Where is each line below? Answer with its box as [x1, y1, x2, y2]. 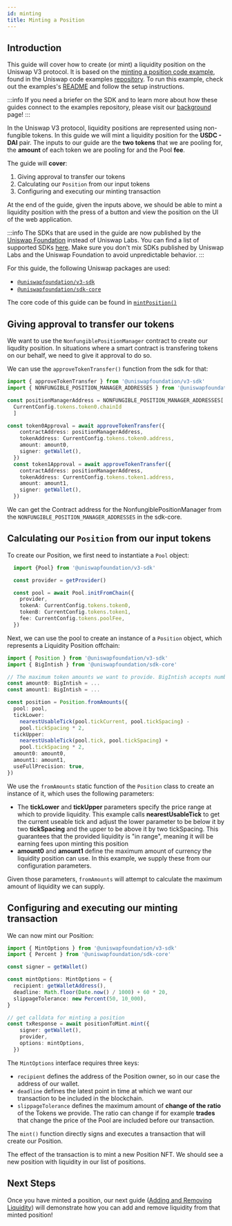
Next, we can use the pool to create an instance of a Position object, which [7, 633, 222, 642]
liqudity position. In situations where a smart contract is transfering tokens [7, 344, 218, 352]
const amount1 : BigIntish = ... [7, 687, 100, 693]
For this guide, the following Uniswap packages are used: [7, 264, 171, 273]
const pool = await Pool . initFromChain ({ [13, 589, 135, 596]
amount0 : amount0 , [13, 750, 67, 757]
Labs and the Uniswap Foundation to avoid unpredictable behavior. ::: [7, 251, 205, 259]
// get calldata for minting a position [7, 1014, 126, 1021]
